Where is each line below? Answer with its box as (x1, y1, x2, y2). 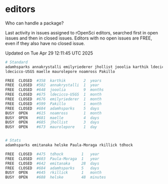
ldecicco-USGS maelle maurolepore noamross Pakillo (5, 69, 115, 74)
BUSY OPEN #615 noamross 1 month (5, 110, 101, 115)
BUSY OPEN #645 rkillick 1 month (5, 170, 101, 175)
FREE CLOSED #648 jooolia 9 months (5, 87, 104, 92)
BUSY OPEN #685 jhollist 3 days (5, 120, 99, 125)
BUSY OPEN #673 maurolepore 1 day (5, 124, 97, 129)
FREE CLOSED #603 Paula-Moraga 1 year (5, 156, 99, 161)
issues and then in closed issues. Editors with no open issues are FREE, (5, 35, 152, 41)
